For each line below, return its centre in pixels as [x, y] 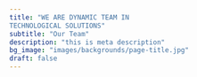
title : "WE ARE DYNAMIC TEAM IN [69, 17]
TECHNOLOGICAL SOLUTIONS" [57, 26]
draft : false [33, 58]
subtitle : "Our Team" [49, 34]
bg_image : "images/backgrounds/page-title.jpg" [99, 50]
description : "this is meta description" [87, 42]
